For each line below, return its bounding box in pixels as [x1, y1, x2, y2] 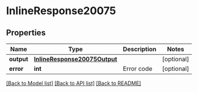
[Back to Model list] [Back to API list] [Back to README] [6, 80, 141, 87]
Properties [6, 28, 46, 38]
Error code [123, 65, 153, 73]
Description [123, 45, 157, 53]
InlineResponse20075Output [34, 55, 118, 63]
